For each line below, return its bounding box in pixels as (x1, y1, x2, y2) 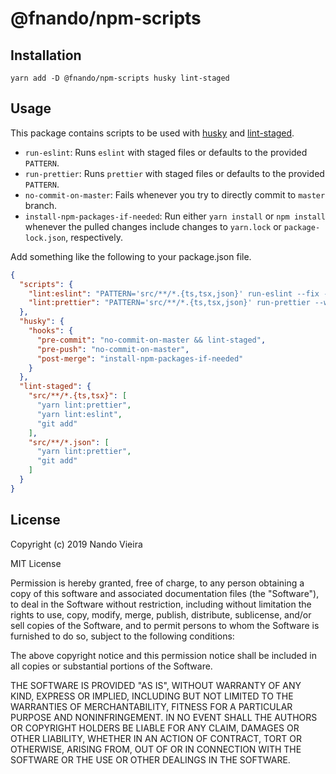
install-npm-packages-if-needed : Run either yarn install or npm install (24, 210, 327, 222)
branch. (24, 199, 58, 211)
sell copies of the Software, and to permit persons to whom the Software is (10, 619, 320, 631)
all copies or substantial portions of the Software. (10, 660, 213, 672)
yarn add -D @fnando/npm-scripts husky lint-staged (10, 73, 230, 83)
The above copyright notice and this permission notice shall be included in (10, 649, 317, 661)
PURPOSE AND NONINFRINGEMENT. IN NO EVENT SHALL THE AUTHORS (10, 711, 318, 723)
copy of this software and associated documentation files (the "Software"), (10, 587, 320, 599)
